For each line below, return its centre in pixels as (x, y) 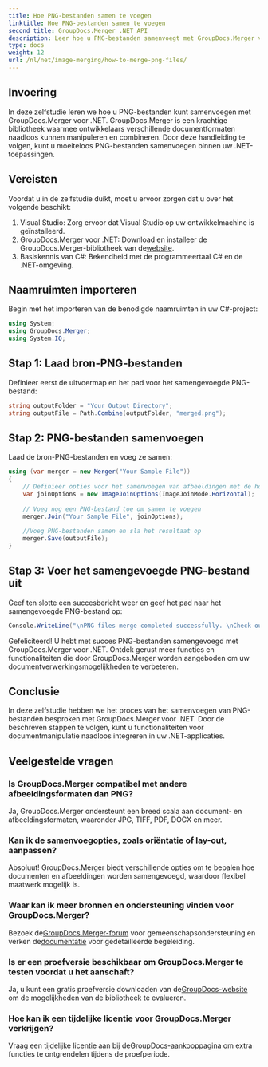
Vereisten (33, 179)
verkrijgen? (31, 1028)
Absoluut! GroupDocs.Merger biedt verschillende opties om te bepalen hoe (132, 867)
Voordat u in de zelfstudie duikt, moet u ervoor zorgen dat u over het (121, 198)
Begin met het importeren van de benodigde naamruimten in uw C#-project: (133, 309)
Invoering (33, 93)
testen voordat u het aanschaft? (71, 972)
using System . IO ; (37, 339)
